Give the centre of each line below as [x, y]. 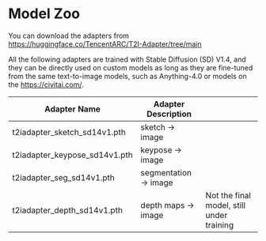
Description [169, 114]
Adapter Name [73, 109]
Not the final [228, 195]
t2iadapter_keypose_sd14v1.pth [72, 155]
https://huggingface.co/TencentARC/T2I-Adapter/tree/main [105, 43]
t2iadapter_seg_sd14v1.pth [63, 177]
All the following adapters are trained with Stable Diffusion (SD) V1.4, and [127, 59]
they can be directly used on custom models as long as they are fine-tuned [131, 67]
